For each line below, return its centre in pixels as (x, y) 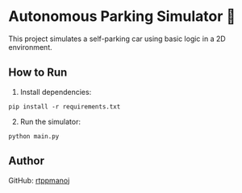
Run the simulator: (50, 121)
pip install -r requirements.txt (65, 107)
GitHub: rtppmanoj (39, 180)
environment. (30, 47)
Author (26, 161)
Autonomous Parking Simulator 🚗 (122, 16)
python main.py (34, 136)
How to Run (38, 73)
